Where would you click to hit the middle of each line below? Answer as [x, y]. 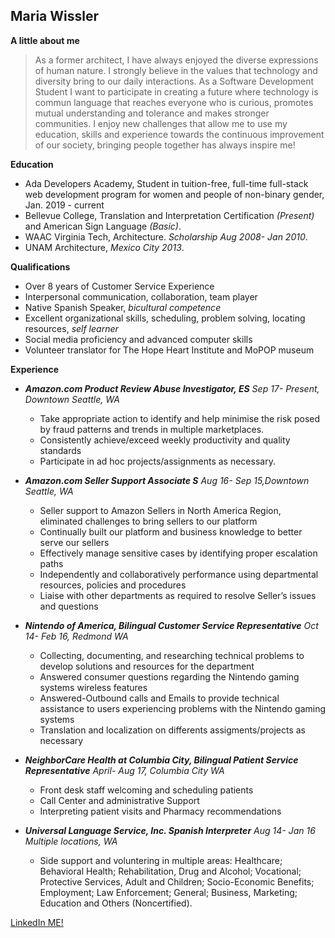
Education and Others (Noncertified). [116, 903]
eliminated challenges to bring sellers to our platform [148, 521]
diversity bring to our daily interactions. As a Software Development [174, 81]
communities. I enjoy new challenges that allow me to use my [161, 123]
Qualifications [40, 266]
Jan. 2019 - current [64, 205]
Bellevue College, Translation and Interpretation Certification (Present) [169, 215]
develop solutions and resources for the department [147, 666]
